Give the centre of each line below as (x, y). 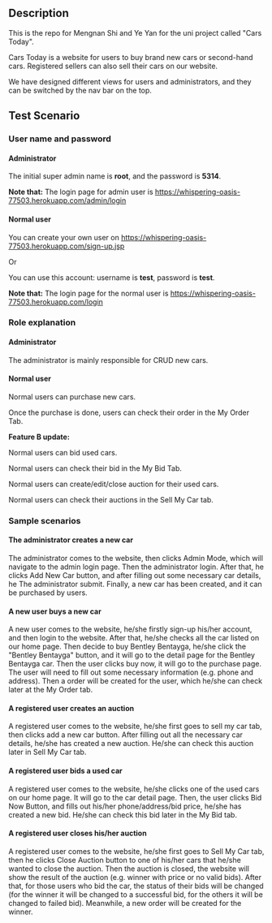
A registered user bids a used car (66, 770)
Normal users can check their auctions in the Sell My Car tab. (111, 499)
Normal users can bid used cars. (63, 452)
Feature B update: (39, 437)
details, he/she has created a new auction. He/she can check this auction (131, 744)
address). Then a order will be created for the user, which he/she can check (135, 681)
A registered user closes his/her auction (78, 833)
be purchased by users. (48, 593)
